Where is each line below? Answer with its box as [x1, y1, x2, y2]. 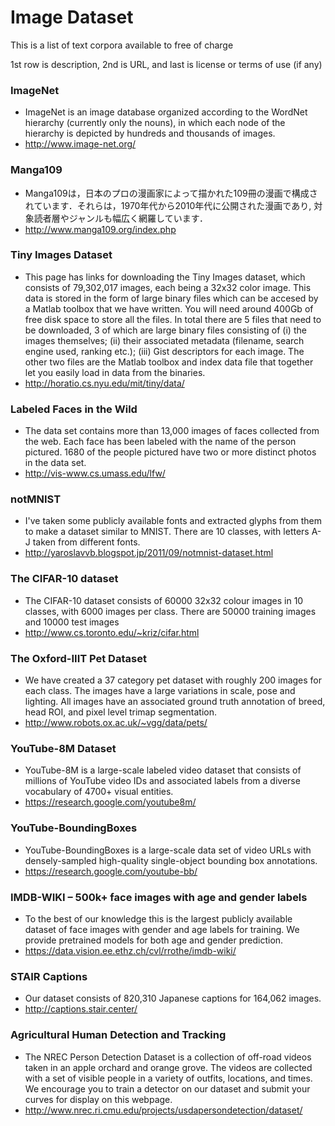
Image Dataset [10, 6, 134, 29]
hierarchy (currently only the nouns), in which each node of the [24, 117, 286, 129]
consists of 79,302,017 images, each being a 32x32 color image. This [24, 281, 312, 293]
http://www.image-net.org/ [24, 138, 137, 150]
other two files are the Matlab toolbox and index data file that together [24, 356, 314, 368]
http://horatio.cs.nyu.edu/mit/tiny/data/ [24, 377, 185, 389]
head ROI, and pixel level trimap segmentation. [24, 706, 218, 718]
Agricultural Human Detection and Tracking [10, 1028, 227, 1042]
